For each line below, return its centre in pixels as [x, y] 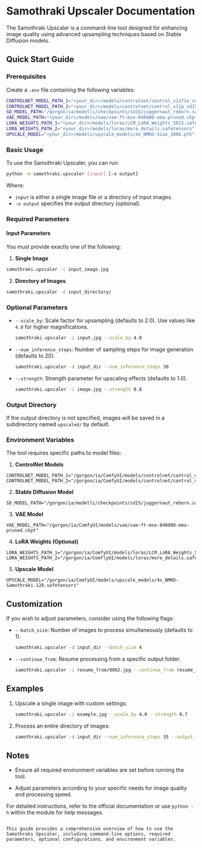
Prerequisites [26, 76]
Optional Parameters [37, 307]
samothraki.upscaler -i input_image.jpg [58, 270]
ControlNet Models [39, 465]
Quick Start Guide [40, 59]
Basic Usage [25, 150]
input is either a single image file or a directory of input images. [94, 197]
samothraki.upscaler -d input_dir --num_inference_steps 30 [92, 367]
